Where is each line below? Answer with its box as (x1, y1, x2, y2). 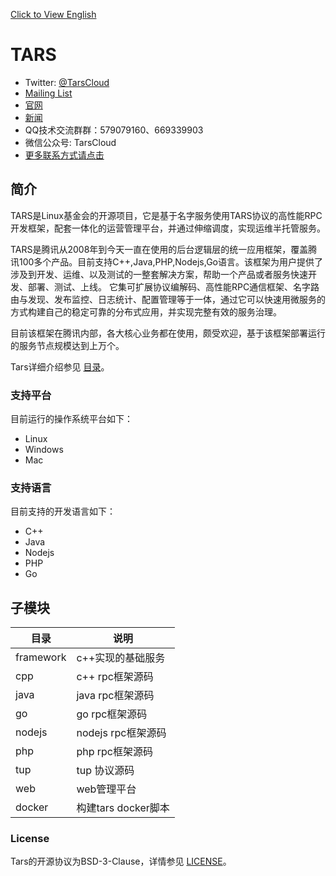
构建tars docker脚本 (76, 801, 170, 815)
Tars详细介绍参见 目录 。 (10, 360, 110, 373)
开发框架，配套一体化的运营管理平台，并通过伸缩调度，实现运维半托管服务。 (10, 222, 326, 234)
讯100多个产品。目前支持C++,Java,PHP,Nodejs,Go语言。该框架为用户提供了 (10, 255, 323, 268)
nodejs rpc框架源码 (76, 726, 167, 740)
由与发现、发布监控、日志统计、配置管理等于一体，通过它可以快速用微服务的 (10, 293, 326, 305)
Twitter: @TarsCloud (24, 76, 110, 88)
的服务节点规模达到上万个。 (10, 339, 125, 351)
